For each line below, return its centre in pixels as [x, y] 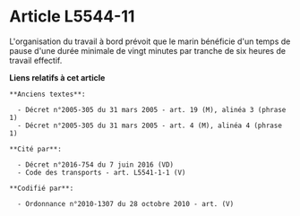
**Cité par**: [36, 149]
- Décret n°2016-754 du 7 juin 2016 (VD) [96, 164]
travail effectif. [36, 60]
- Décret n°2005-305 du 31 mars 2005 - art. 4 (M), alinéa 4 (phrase [150, 125]
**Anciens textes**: [48, 94]
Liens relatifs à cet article [57, 77]
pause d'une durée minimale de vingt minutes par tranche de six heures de [148, 50]
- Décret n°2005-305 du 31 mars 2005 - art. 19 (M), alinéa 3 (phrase [152, 109]
